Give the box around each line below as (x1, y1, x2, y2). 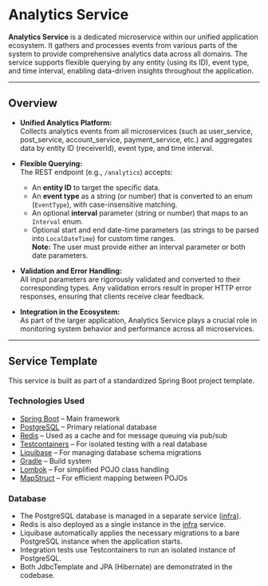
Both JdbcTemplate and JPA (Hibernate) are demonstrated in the (19, 562, 233, 572)
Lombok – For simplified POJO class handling (19, 465, 169, 474)
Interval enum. (31, 216, 84, 226)
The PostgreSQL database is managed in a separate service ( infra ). (19, 511, 242, 521)
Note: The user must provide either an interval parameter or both (31, 242, 246, 251)
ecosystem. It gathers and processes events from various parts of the (8, 40, 238, 49)
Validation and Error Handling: (19, 266, 122, 275)
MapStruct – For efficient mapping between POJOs (19, 473, 187, 482)
